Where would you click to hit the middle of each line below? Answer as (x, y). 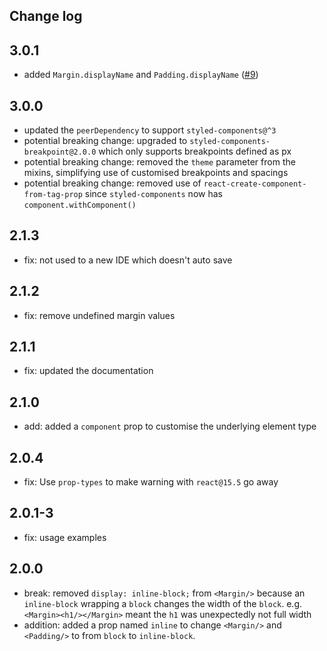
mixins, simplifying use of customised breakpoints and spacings (156, 173)
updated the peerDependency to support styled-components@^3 (150, 130)
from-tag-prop (53, 195)
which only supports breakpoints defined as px (195, 151)
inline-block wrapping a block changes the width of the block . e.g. (163, 603)
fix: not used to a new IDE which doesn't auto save (128, 260)
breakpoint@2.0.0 (60, 152)
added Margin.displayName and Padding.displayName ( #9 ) (141, 75)
